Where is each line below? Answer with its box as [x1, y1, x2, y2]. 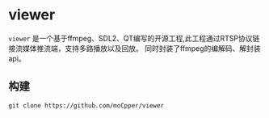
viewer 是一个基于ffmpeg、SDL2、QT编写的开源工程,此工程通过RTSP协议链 [8, 33, 260, 43]
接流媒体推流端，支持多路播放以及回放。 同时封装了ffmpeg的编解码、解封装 [8, 43, 261, 53]
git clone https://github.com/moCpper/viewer [8, 101, 164, 110]
